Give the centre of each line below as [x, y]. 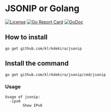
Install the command [37, 64]
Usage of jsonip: [23, 97]
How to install [26, 37]
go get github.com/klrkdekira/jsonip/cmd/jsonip [55, 75]
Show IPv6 [33, 105]
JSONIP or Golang [42, 9]
